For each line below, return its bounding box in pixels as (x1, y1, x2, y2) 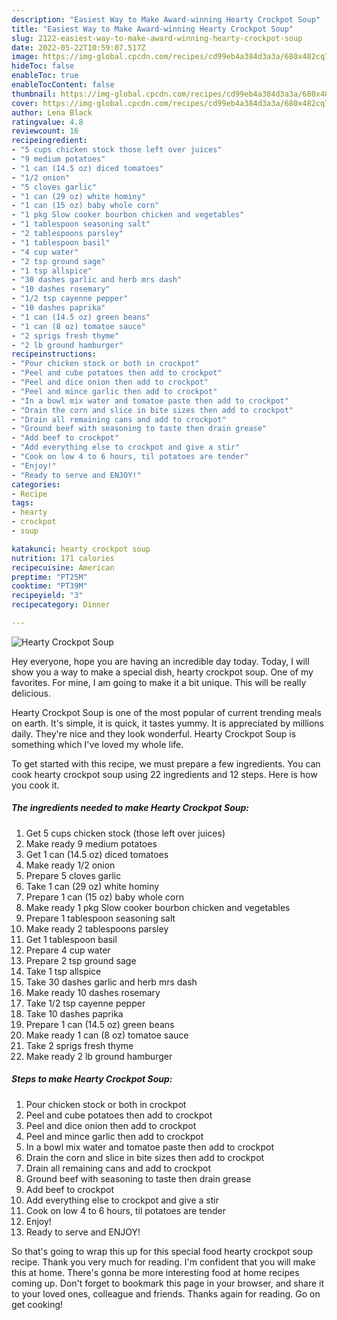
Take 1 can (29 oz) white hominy (25, 880, 160, 892)
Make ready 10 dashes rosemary (25, 986, 161, 998)
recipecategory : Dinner (11, 600, 111, 610)
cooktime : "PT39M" (11, 581, 88, 591)
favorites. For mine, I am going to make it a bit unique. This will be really (11, 676, 307, 688)
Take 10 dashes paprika (25, 1007, 124, 1020)
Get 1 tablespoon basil (25, 933, 118, 945)
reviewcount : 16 (11, 126, 79, 136)
